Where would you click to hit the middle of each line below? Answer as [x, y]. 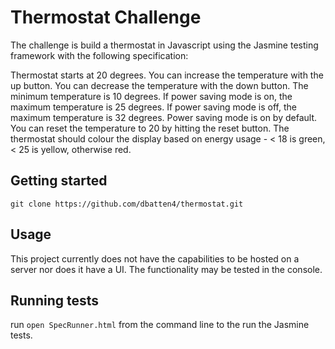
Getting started [59, 181]
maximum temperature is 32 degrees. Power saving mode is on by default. [163, 117]
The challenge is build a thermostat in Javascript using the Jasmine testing [164, 45]
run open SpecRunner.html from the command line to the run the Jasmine [160, 325]
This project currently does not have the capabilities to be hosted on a [155, 258]
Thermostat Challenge [106, 17]
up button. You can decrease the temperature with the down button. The [159, 85]
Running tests [55, 300]
